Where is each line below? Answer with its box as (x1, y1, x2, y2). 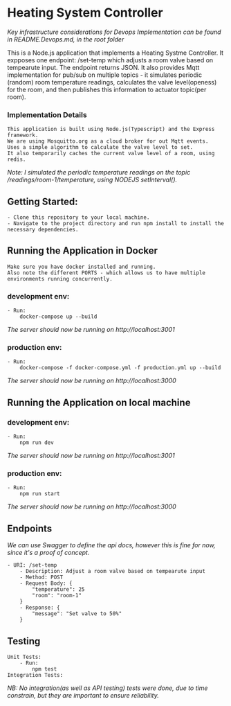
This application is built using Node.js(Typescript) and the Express (7, 126, 215, 133)
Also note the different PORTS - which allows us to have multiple (7, 269, 206, 276)
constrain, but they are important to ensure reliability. (7, 691, 159, 700)
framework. (7, 132, 39, 139)
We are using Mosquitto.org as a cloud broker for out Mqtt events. (7, 138, 209, 145)
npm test (32, 666, 57, 673)
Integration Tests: (7, 672, 64, 679)
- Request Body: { (19, 580, 73, 587)
